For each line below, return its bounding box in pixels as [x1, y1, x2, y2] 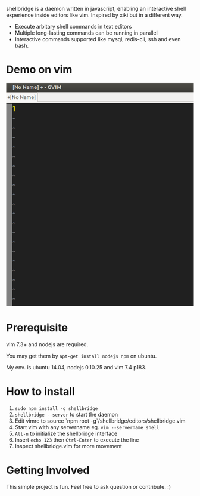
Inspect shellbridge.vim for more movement [14, 443, 122, 450]
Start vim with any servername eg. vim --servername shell [14, 424, 160, 431]
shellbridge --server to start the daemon [14, 411, 118, 418]
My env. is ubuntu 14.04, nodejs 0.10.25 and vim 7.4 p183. [6, 364, 147, 371]
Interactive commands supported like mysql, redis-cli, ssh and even [14, 36, 181, 42]
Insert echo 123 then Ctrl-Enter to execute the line [14, 436, 139, 443]
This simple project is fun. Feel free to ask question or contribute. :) [6, 483, 171, 490]
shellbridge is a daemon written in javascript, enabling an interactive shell [6, 5, 186, 12]
